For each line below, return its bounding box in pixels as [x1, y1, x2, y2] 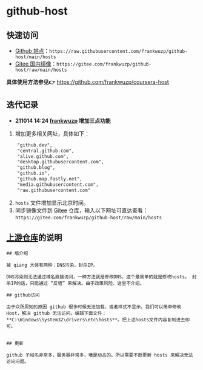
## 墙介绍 [6, 250, 28, 256]
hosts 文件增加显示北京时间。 [15, 199, 89, 206]
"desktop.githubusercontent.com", [17, 159, 104, 165]
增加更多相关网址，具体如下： [15, 129, 90, 137]
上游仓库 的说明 [6, 233, 62, 243]
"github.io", [17, 170, 50, 177]
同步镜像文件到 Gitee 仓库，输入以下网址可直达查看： [15, 207, 148, 214]
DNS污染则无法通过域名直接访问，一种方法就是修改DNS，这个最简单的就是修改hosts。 [6, 273, 190, 280]
